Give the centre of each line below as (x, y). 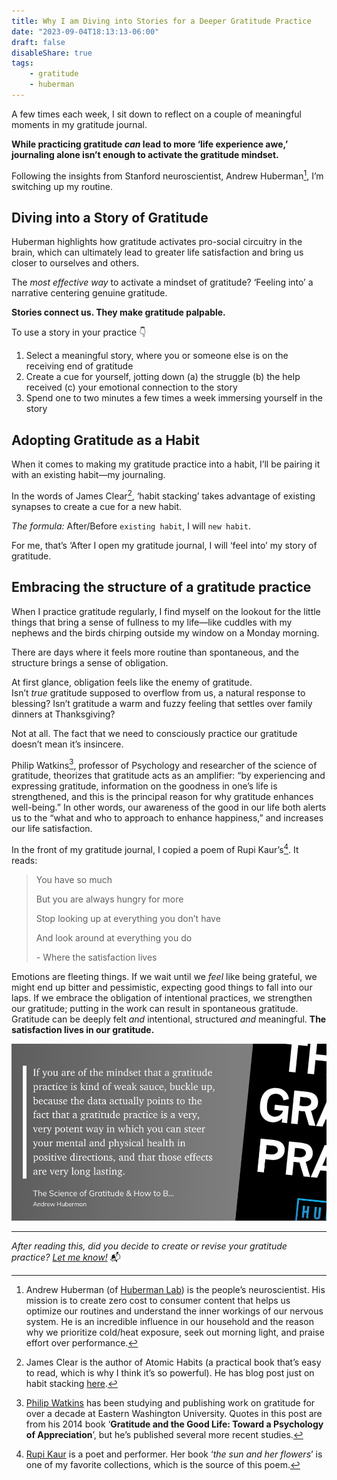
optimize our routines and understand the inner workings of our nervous (174, 1311)
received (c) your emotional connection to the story (131, 387)
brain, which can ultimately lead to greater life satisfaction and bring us (157, 252)
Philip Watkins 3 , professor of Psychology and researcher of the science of (164, 764)
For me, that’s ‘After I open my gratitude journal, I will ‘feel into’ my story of (164, 545)
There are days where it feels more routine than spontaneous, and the (155, 652)
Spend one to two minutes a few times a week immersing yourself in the (174, 398)
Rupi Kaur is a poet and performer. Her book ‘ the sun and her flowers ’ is (174, 1454)
